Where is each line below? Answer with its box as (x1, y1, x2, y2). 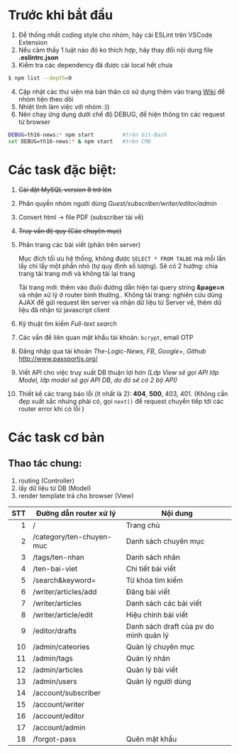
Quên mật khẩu (126, 734, 177, 744)
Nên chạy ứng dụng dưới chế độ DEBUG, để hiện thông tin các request (18, 110, 226, 119)
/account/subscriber (32, 688, 101, 698)
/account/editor (32, 710, 84, 720)
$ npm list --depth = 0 (8, 75, 72, 82)
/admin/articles (32, 664, 84, 674)
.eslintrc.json (18, 53, 59, 62)
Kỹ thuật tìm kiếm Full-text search (18, 319, 117, 328)
